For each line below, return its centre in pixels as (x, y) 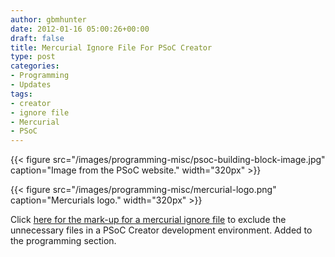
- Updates (31, 85)
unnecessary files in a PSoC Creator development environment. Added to (161, 230)
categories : (35, 66)
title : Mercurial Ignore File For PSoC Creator (111, 47)
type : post (33, 57)
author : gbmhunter (48, 19)
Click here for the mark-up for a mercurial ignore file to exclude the (148, 220)
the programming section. (63, 241)
